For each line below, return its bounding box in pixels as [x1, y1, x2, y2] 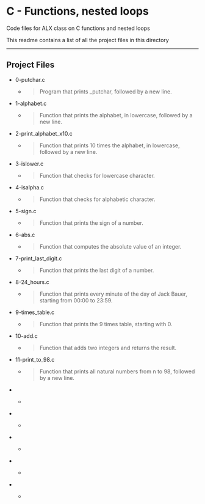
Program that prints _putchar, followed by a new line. [39, 87, 172, 95]
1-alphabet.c [15, 100, 47, 107]
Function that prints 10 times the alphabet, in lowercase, [39, 142, 180, 149]
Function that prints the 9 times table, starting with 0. [39, 320, 173, 327]
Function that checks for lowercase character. [39, 172, 156, 179]
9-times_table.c [15, 309, 55, 316]
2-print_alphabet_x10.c [15, 130, 73, 137]
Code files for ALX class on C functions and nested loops [6, 24, 151, 32]
